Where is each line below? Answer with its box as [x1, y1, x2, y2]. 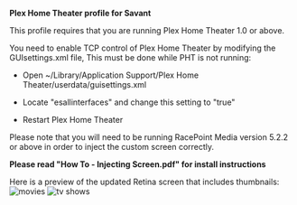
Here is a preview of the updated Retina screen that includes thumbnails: [9, 176, 280, 187]
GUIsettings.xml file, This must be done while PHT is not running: [9, 52, 252, 62]
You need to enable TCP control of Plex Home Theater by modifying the [9, 42, 276, 53]
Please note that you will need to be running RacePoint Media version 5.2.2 [9, 132, 289, 143]
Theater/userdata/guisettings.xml [22, 79, 147, 89]
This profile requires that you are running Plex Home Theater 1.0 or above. [9, 25, 285, 35]
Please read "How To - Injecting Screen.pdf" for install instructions [9, 159, 266, 170]
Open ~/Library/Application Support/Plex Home [22, 70, 200, 80]
